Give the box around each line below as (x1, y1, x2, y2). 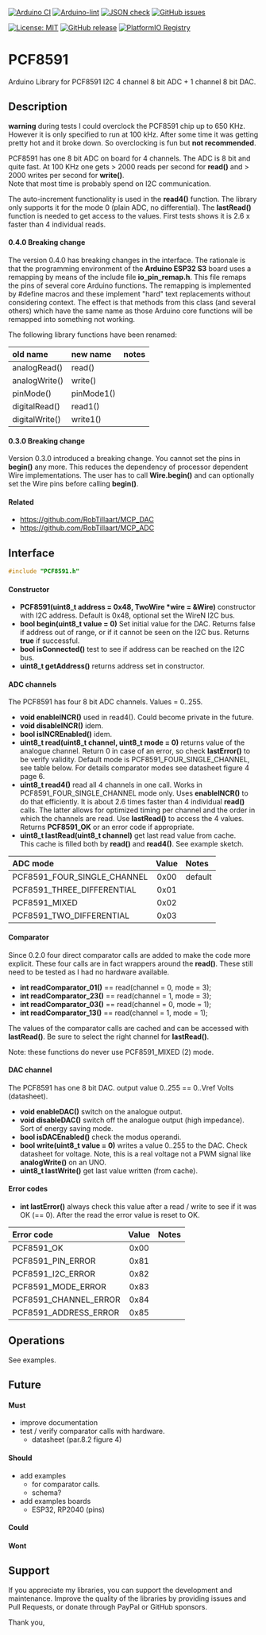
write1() (71, 413, 102, 424)
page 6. (19, 772, 45, 781)
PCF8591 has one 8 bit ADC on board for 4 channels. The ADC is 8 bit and (8, 153, 251, 163)
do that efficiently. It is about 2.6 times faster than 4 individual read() (19, 797, 245, 807)
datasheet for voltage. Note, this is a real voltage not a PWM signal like (19, 1149, 252, 1158)
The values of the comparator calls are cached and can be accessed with (8, 1023, 249, 1033)
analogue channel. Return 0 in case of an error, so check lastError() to (19, 746, 251, 756)
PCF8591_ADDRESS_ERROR (12, 1308, 120, 1319)
